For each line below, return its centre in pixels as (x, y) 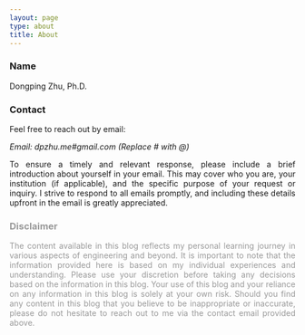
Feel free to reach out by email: (68, 129)
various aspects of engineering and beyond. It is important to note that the (152, 255)
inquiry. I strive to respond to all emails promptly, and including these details (152, 193)
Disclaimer (34, 225)
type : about (32, 26)
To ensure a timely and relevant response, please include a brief (152, 164)
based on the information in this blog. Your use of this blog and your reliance (152, 284)
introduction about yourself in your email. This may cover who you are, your (152, 174)
